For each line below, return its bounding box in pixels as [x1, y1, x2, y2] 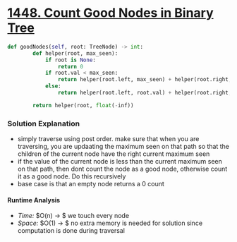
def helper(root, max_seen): [32, 49, 119, 57]
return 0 [57, 63, 83, 70]
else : [44, 83, 61, 90]
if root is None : [44, 56, 97, 63]
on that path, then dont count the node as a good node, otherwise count [17, 164, 228, 174]
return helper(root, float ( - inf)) [32, 102, 134, 109]
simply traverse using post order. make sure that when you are [17, 135, 200, 143]
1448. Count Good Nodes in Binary [7, 5, 214, 21]
